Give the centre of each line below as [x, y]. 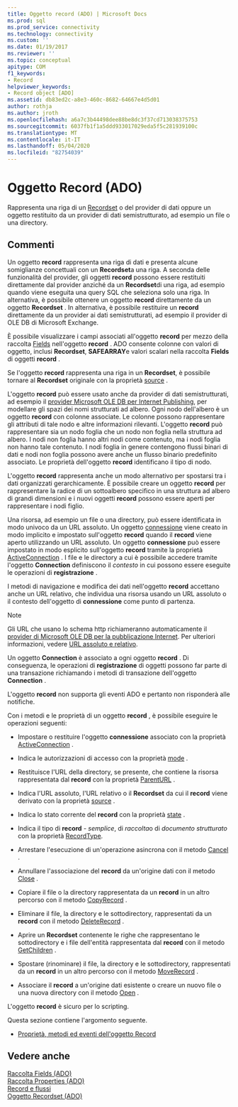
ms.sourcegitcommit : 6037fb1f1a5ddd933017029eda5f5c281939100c [103, 126]
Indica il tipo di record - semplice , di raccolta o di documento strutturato [123, 828]
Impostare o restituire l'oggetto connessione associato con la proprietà [122, 737]
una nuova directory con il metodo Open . [78, 993]
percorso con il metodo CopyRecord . [72, 900]
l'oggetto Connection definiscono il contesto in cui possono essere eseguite [119, 565]
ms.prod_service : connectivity [53, 27]
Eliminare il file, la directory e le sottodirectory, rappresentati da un [115, 913]
